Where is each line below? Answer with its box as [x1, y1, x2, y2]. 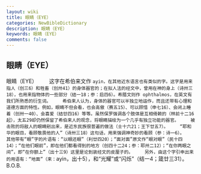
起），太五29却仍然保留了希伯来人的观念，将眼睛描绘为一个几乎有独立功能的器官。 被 [6, 117, 196, 123]
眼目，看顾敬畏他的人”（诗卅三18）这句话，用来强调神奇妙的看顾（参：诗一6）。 [14, 130, 185, 136]
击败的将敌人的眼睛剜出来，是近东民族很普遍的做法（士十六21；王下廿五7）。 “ [6, 124, 183, 130]
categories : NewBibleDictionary [6, 20, 87, 26]
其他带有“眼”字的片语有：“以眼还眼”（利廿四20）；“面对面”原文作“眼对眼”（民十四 [6, 136, 183, 142]
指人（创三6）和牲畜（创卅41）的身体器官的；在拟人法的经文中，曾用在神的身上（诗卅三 [6, 85, 193, 91]
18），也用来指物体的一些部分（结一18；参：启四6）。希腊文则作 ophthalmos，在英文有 [6, 91, 193, 98]
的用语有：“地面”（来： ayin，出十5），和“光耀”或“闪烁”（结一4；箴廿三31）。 [6, 155, 188, 162]
